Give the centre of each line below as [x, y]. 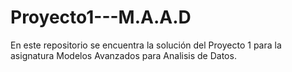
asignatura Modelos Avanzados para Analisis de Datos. [123, 55]
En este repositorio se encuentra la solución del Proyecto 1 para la [146, 45]
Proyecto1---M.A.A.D [101, 17]
